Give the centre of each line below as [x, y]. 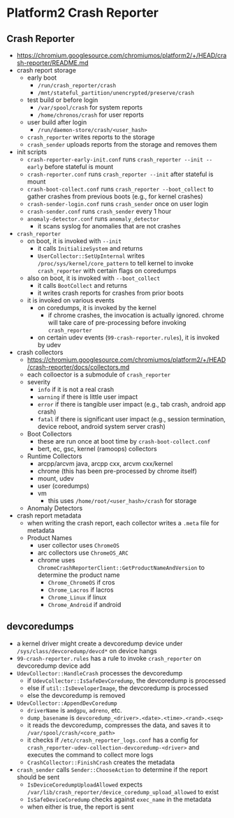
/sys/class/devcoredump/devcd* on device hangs [87, 650]
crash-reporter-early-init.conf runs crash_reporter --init [115, 159]
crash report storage [46, 70]
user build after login [57, 122]
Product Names [50, 538]
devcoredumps [40, 627]
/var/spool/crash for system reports [90, 107]
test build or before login [63, 100]
